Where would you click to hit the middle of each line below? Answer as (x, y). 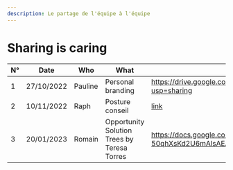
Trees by (119, 139)
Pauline (86, 86)
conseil (117, 110)
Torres (116, 156)
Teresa (116, 148)
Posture (118, 101)
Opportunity (125, 121)
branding (120, 90)
